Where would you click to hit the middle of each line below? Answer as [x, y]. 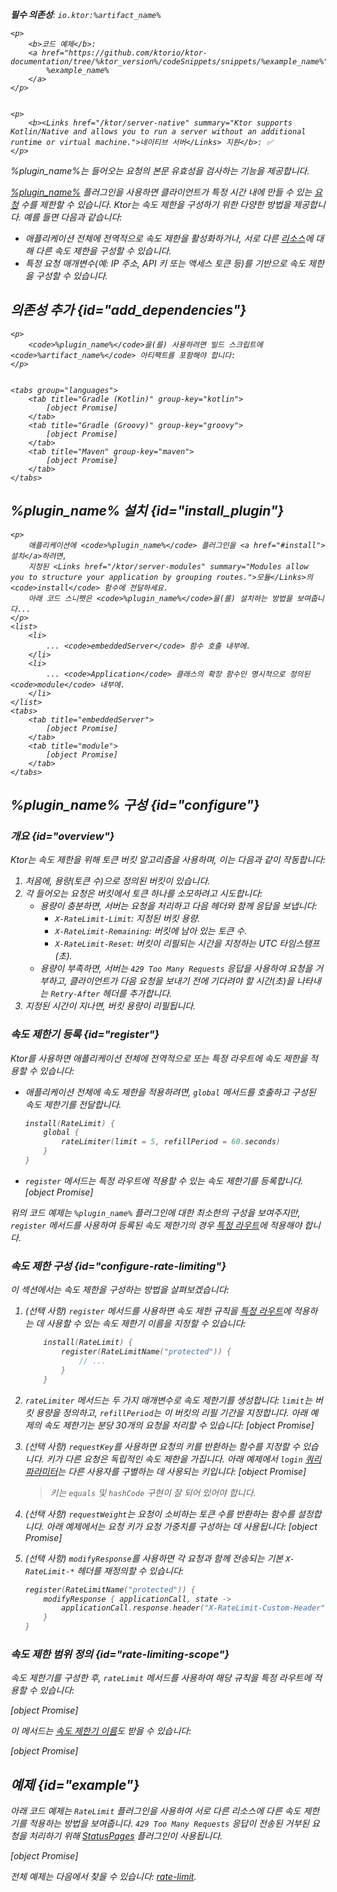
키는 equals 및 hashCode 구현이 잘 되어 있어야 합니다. [153, 1492]
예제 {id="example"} [75, 1784]
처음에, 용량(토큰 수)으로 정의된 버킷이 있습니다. [117, 881]
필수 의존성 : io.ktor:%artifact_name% [86, 14]
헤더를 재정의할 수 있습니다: [130, 1570]
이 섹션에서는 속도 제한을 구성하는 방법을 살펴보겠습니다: [120, 1290]
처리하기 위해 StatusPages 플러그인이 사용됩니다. [125, 1836]
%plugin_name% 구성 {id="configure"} [135, 805]
